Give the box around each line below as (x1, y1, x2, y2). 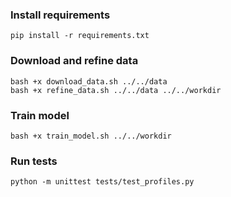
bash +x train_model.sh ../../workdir (10, 131, 172, 141)
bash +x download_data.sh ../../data (10, 76, 168, 87)
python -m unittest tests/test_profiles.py (10, 177, 195, 187)
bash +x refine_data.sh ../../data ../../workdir (10, 85, 222, 95)
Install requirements (10, 8, 111, 22)
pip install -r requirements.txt (10, 31, 150, 41)
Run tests (10, 154, 58, 168)
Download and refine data (10, 54, 139, 68)
